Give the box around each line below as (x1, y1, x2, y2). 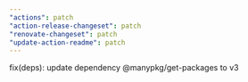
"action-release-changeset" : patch (9, 21, 142, 30)
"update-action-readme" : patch (9, 37, 126, 47)
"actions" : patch (9, 12, 74, 22)
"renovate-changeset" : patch (9, 29, 118, 38)
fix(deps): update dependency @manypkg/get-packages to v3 (9, 62, 239, 73)
